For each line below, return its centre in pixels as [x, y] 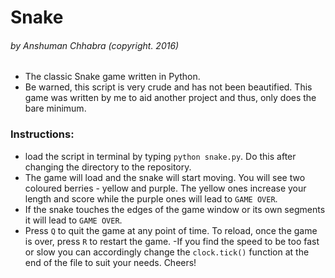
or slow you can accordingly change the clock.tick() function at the [167, 252]
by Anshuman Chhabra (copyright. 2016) [95, 45]
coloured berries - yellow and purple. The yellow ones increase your [165, 188]
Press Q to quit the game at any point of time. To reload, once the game [171, 230]
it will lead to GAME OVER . [73, 220]
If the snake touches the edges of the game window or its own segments [175, 209]
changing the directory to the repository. [108, 167]
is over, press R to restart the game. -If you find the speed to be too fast [172, 241]
